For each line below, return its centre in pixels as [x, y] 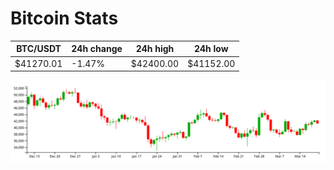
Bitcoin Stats [64, 18]
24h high [155, 49]
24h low [211, 49]
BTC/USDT [39, 49]
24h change [97, 49]
